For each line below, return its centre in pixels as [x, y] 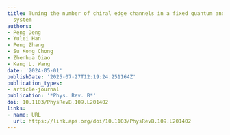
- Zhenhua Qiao [29, 58]
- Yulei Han [24, 39]
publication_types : [35, 83]
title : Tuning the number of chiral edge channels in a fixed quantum [110, 13]
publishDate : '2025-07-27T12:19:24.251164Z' [72, 77]
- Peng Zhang [26, 45]
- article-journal [33, 89]
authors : [20, 26]
